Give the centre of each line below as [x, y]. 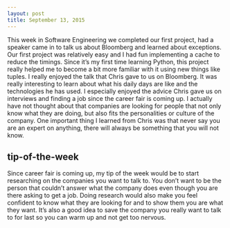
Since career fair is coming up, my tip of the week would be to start [103, 173]
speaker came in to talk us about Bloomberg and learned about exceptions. [114, 47]
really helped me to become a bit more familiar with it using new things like [114, 69]
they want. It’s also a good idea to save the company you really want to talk [114, 210]
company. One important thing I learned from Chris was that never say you [114, 120]
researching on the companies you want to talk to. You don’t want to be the [114, 181]
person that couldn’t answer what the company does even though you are [113, 188]
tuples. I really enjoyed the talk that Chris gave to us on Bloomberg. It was [112, 76]
